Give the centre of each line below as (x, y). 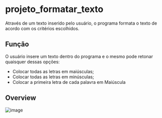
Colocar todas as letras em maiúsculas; (53, 71)
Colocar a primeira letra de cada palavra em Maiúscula (69, 82)
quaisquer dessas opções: (33, 62)
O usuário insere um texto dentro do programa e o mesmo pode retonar (79, 56)
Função (17, 44)
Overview (21, 98)
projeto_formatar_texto (54, 9)
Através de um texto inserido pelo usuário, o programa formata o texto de (81, 23)
